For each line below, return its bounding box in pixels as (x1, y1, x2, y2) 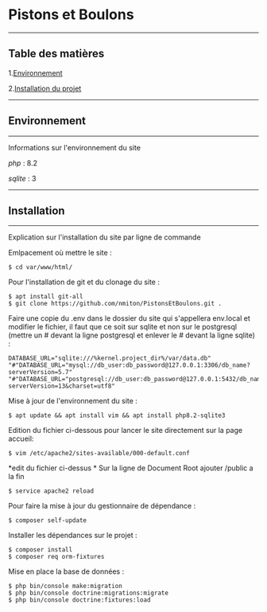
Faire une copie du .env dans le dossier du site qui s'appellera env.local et (8, 314, 250, 323)
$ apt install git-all (8, 293, 83, 301)
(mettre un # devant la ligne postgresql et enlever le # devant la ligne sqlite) (8, 330, 256, 340)
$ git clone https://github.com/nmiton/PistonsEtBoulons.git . (8, 300, 222, 308)
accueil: (8, 434, 34, 443)
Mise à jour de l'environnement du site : (8, 396, 137, 406)
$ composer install (8, 546, 73, 554)
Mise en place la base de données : (8, 567, 125, 576)
